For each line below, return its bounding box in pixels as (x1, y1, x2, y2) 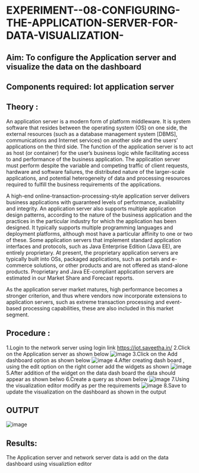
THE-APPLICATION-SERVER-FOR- (6, 16, 178, 30)
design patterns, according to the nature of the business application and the (6, 211, 192, 218)
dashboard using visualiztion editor (6, 461, 92, 468)
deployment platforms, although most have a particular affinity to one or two (6, 230, 193, 237)
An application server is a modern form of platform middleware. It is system (6, 118, 191, 125)
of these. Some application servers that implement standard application (6, 236, 181, 243)
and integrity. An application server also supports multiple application (6, 205, 176, 212)
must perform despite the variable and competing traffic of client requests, (6, 161, 189, 169)
